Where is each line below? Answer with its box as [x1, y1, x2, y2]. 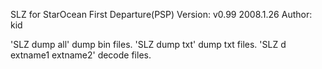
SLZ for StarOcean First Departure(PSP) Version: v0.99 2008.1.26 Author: [10, 9, 313, 20]
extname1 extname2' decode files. [10, 49, 152, 61]
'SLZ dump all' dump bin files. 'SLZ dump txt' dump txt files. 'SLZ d [10, 39, 287, 50]
